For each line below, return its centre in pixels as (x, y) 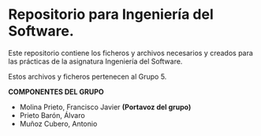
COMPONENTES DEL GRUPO (56, 91)
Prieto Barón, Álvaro (52, 115)
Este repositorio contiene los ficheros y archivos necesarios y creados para (131, 53)
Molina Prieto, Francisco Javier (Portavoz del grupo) (105, 107)
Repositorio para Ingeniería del (111, 15)
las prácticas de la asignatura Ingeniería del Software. (95, 61)
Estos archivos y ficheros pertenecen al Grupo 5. (88, 76)
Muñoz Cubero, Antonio (58, 123)
